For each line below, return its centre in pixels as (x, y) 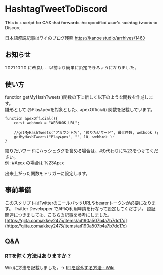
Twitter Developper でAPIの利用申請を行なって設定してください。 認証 (85, 209)
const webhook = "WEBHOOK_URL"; (47, 123)
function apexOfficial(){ (31, 118)
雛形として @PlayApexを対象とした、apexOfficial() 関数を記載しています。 (80, 109)
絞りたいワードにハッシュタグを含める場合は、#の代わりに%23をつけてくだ (82, 151)
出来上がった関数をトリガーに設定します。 (48, 173)
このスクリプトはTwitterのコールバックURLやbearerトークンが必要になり (79, 203)
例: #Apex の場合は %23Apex (35, 163)
